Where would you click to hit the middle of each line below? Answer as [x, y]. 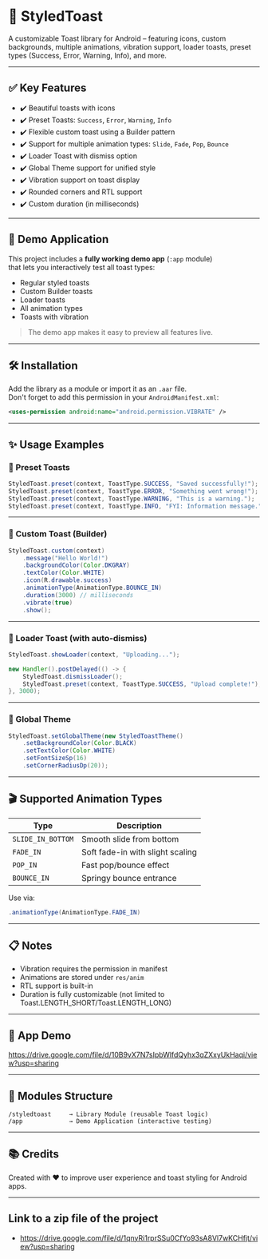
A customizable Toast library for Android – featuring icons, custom [117, 38]
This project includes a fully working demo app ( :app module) [110, 258]
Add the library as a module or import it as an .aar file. [98, 389]
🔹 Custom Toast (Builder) [58, 534]
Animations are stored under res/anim [82, 978]
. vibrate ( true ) [48, 603]
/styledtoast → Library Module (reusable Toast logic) [108, 1114]
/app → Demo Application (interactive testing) [110, 1122]
